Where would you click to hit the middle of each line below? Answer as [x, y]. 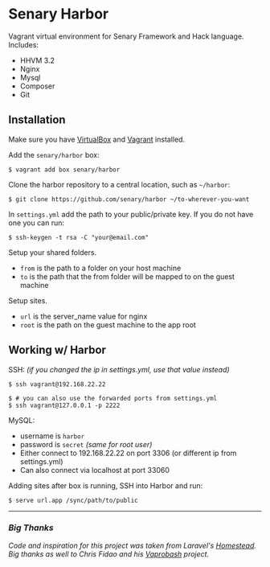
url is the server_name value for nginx [84, 316]
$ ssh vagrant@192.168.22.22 [57, 384]
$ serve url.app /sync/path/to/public [73, 500]
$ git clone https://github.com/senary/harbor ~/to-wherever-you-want [129, 199]
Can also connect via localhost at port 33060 [95, 470]
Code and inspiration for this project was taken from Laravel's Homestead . [133, 545]
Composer [37, 86]
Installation [37, 120]
